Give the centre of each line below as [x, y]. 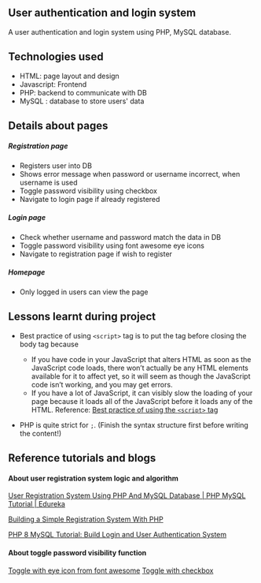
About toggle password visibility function [77, 552]
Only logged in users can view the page [84, 292]
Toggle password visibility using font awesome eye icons [112, 245]
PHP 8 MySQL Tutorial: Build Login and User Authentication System [118, 535]
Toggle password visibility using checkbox [88, 191]
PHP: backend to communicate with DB [83, 92]
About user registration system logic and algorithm [94, 478]
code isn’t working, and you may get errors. [102, 384]
